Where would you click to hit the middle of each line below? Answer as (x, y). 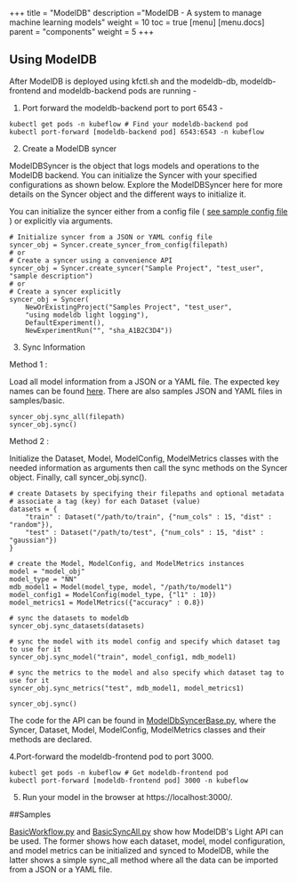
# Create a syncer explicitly (65, 291)
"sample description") (51, 276)
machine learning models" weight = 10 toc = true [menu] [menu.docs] (137, 22)
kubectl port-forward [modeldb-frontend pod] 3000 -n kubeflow (129, 781)
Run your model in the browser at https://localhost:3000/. (127, 797)
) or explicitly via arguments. (61, 221)
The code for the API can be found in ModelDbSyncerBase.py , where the (143, 720)
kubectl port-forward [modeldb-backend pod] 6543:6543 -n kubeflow (137, 132)
